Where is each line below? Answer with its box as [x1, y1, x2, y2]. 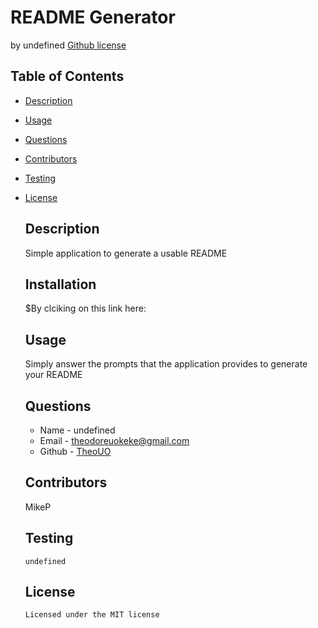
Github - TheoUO [39, 446, 112, 457]
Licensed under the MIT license [24, 610, 160, 620]
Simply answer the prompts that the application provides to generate [24, 358, 308, 370]
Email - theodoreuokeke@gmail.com [39, 435, 190, 446]
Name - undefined [39, 424, 116, 436]
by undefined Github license [10, 39, 127, 51]
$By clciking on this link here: [24, 302, 147, 315]
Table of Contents [10, 68, 125, 85]
